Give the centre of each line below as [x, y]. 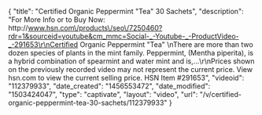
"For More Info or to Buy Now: [57, 20]
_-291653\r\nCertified [43, 45]
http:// [18, 28]
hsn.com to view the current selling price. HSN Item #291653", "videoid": [126, 78]
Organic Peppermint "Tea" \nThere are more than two [166, 45]
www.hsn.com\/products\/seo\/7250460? [95, 28]
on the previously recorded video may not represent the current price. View [131, 69]
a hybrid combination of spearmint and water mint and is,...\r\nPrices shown [131, 61]
